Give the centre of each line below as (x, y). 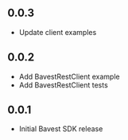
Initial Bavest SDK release (61, 129)
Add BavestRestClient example (69, 76)
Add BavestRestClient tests (63, 85)
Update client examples (58, 32)
